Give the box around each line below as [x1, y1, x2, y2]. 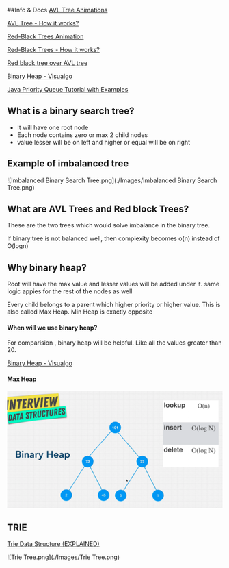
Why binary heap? [7, 262, 87, 273]
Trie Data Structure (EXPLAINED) [7, 540, 100, 548]
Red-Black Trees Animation [7, 32, 84, 40]
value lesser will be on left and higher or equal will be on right [16, 138, 190, 146]
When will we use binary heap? [7, 323, 98, 332]
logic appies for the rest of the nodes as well [7, 287, 133, 295]
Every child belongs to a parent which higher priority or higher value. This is [7, 301, 221, 309]
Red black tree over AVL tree [7, 59, 88, 67]
